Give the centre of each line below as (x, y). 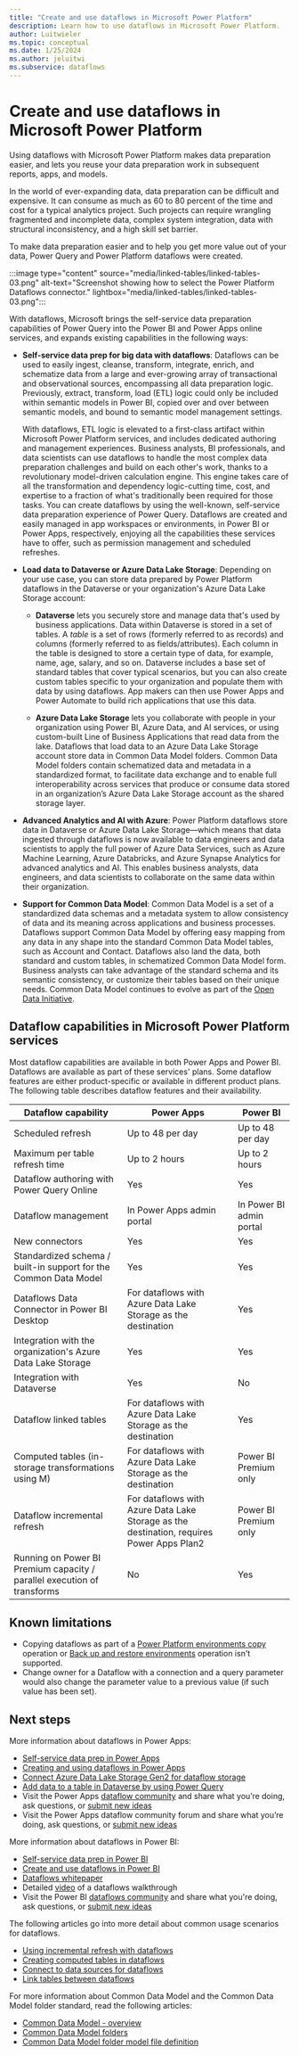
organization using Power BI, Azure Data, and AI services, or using (157, 727)
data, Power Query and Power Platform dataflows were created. (126, 256)
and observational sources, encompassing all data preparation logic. (148, 383)
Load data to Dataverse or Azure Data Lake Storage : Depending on (146, 569)
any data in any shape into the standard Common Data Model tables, (148, 941)
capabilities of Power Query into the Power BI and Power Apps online (136, 328)
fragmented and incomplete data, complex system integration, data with (141, 219)
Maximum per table (54, 1153)
